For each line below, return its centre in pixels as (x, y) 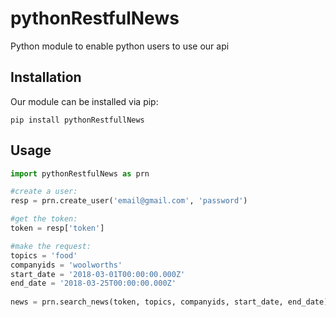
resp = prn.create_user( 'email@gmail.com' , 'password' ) (129, 201)
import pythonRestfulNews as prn (80, 173)
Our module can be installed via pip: (84, 101)
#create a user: (44, 192)
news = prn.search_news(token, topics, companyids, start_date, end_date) (169, 302)
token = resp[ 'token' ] (57, 228)
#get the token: (44, 219)
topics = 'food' (44, 255)
